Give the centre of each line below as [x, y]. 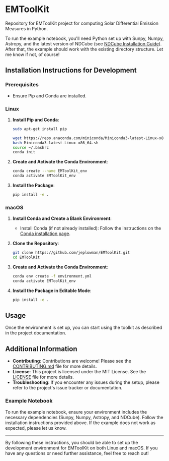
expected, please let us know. [36, 428]
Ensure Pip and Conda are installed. [50, 96]
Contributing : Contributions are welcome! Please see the [72, 361]
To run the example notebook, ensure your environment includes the [76, 412]
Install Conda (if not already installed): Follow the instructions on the [91, 228]
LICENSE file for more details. [43, 377]
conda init [24, 152]
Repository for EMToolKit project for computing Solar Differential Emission [82, 23]
